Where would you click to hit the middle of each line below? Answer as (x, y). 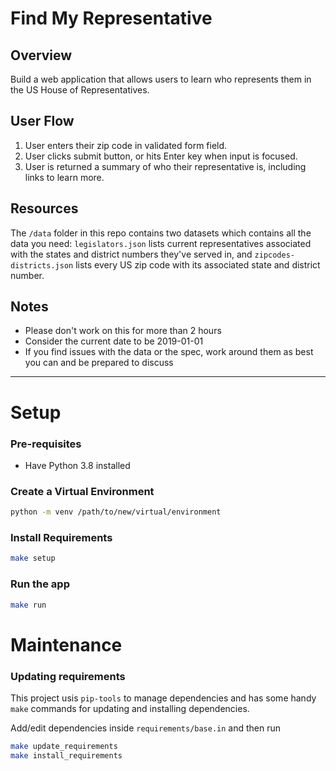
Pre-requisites (46, 444)
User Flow (42, 121)
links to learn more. (64, 177)
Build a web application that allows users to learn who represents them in (161, 79)
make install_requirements (66, 755)
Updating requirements (68, 676)
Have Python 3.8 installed (77, 465)
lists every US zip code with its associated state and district (198, 264)
